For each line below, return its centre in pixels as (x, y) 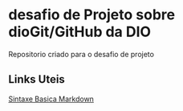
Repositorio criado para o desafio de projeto (81, 54)
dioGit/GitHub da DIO (79, 32)
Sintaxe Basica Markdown (51, 99)
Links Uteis (37, 79)
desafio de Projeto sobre (91, 15)
